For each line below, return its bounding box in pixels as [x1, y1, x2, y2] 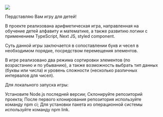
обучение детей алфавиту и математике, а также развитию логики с [5, 28, 148, 34]
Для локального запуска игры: [5, 82, 69, 88]
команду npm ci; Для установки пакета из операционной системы [5, 102, 143, 107]
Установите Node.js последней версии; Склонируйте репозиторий [5, 91, 143, 97]
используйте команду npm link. [5, 107, 70, 112]
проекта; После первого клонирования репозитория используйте [5, 97, 142, 102]
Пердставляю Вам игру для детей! [5, 14, 77, 19]
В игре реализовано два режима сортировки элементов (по [5, 57, 130, 63]
